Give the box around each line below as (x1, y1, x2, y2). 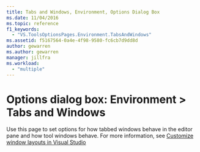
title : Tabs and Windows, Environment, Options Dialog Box (6, 9, 160, 15)
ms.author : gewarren (6, 49, 59, 55)
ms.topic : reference (6, 20, 59, 26)
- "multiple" (12, 66, 45, 72)
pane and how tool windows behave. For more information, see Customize (6, 132, 194, 140)
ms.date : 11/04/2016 (6, 15, 59, 21)
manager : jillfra (6, 55, 51, 61)
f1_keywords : (6, 26, 40, 32)
